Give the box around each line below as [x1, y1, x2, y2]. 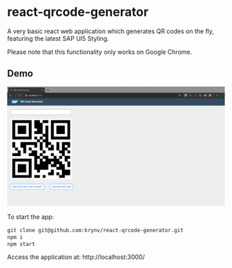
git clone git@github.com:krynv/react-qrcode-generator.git [7, 227, 184, 234]
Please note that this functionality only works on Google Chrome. [7, 48, 193, 56]
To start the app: [7, 213, 55, 221]
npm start [7, 241, 36, 248]
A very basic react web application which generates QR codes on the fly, [7, 27, 215, 35]
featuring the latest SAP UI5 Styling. [7, 34, 109, 42]
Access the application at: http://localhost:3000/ [7, 253, 145, 261]
